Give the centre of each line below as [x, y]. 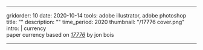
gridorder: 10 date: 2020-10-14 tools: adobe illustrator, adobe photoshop [96, 15]
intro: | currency [26, 28]
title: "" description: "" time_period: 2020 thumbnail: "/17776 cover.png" [95, 22]
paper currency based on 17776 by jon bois [60, 35]
